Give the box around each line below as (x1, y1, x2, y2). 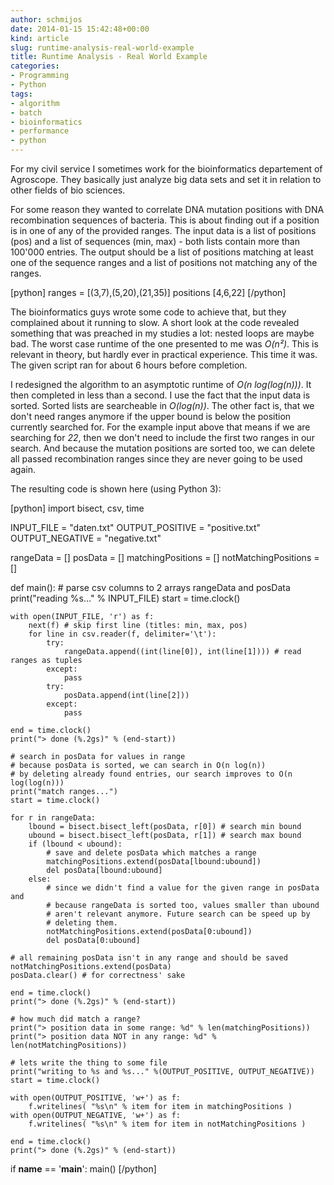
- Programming (10, 71, 70, 81)
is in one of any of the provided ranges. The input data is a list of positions (10, 225, 317, 236)
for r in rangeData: (10, 813, 97, 823)
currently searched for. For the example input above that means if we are (10, 421, 311, 433)
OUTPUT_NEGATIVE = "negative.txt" (10, 532, 162, 544)
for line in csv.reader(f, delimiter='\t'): (28, 629, 217, 639)
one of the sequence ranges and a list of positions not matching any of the (10, 257, 318, 268)
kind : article (10, 33, 70, 43)
